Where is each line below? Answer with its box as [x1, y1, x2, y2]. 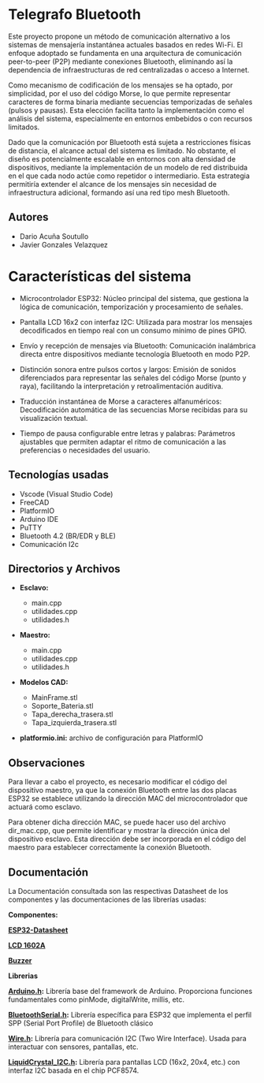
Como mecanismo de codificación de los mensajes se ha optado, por [8, 80, 233, 90]
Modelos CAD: [19, 678, 69, 687]
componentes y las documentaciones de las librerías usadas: [8, 895, 206, 904]
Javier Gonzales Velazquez [19, 240, 109, 249]
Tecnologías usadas [8, 468, 109, 482]
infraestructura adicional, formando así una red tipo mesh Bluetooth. [8, 188, 230, 197]
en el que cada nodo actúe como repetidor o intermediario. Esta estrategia [8, 171, 251, 180]
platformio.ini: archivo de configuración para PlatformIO [19, 733, 203, 742]
